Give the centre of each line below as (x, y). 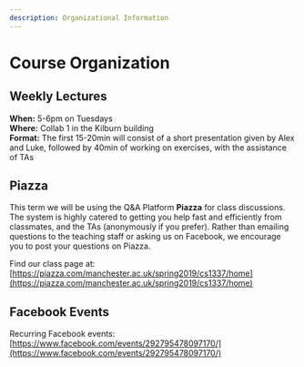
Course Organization (90, 62)
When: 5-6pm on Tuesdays (61, 118)
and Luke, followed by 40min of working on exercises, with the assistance (148, 148)
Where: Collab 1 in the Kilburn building (82, 127)
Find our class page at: (52, 264)
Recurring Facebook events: (62, 334)
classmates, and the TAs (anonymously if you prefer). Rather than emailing (149, 227)
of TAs (22, 157)
